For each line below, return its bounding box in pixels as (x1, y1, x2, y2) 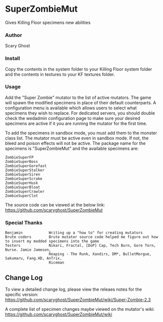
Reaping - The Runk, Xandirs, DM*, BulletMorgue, (48, 252, 152, 257)
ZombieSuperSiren (5, 172, 41, 177)
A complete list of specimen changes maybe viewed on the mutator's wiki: (5, 306, 155, 312)
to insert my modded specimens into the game (5, 239, 99, 244)
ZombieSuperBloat (5, 184, 41, 190)
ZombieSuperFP (5, 155, 34, 160)
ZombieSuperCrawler (5, 189, 45, 194)
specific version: (5, 291, 39, 297)
